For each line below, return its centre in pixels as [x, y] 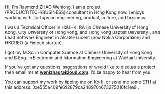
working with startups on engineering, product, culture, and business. [76, 17]
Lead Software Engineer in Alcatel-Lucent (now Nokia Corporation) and [78, 37]
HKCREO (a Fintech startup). [34, 43]
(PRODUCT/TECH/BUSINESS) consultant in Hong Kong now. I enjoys [75, 12]
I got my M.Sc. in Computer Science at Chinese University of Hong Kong [79, 52]
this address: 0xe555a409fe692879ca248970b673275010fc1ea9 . [72, 87]
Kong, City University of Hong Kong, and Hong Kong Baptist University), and [82, 32]
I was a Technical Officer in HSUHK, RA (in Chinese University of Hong [77, 27]
